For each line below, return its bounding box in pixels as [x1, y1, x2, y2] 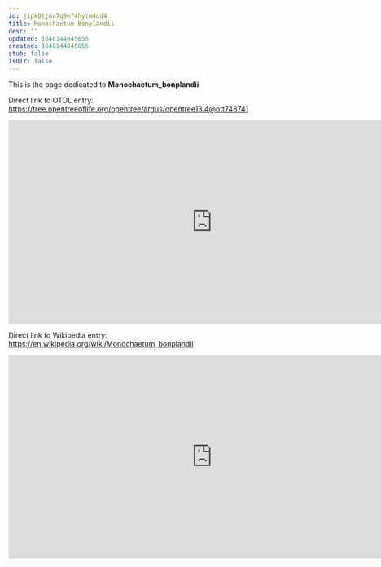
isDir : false [8, 58, 53, 66]
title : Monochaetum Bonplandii [8, 20, 115, 28]
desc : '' [8, 27, 38, 35]
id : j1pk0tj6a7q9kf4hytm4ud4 [8, 11, 107, 20]
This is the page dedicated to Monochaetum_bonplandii [8, 79, 199, 89]
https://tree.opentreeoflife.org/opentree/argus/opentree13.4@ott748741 [8, 103, 249, 114]
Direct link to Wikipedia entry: [8, 330, 107, 340]
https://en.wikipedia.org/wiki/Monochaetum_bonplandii [8, 338, 194, 348]
